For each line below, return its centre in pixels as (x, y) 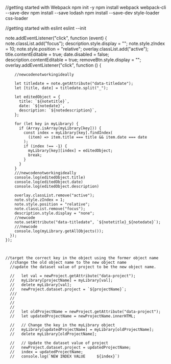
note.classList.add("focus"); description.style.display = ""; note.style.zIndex (85, 43)
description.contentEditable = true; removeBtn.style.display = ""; (73, 60)
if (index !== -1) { (45, 146)
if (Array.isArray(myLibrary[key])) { (60, 128)
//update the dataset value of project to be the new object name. (83, 267)
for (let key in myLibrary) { (47, 124)
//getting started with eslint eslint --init (46, 28)
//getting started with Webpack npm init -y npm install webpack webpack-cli (86, 7)
